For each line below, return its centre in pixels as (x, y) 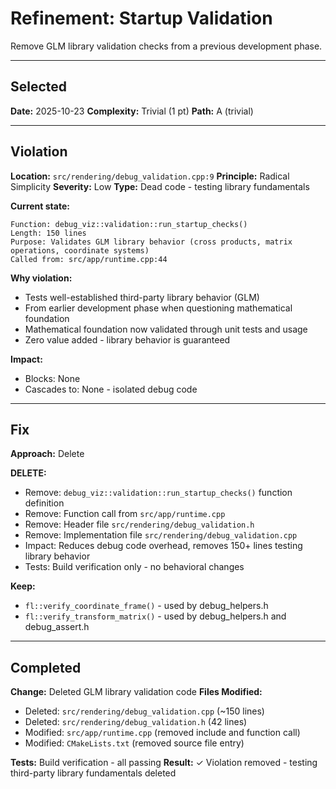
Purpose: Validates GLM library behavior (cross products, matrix (151, 242)
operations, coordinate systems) (80, 250)
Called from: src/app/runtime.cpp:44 (89, 259)
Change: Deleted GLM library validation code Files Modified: (136, 692)
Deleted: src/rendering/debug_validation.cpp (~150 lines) (144, 711)
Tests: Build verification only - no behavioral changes (134, 567)
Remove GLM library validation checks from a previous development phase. (166, 46)
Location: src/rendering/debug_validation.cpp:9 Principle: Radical (150, 176)
